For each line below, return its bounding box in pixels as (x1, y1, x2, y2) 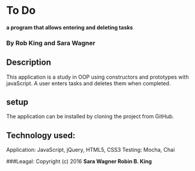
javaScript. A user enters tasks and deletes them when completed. (6, 79, 171, 87)
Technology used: (6, 130, 76, 140)
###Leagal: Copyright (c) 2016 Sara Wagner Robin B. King (6, 158, 152, 165)
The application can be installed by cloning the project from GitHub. (6, 113, 175, 120)
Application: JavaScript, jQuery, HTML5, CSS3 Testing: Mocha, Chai (6, 146, 175, 154)
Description (6, 58, 51, 68)
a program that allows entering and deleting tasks (6, 23, 134, 31)
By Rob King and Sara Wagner (6, 38, 96, 47)
